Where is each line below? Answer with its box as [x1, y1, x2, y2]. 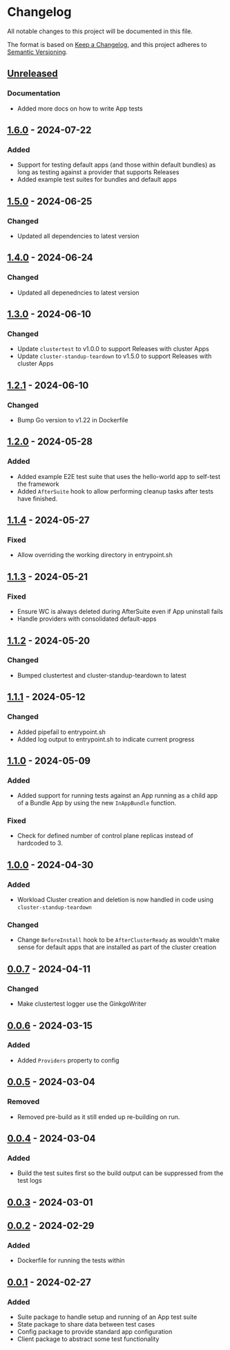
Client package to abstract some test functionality [17, 1335, 160, 1343]
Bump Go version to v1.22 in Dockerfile [17, 416, 128, 424]
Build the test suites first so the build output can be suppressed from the [17, 1169, 224, 1177]
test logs [17, 1176, 43, 1185]
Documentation [7, 88, 61, 98]
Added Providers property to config [17, 1056, 119, 1065]
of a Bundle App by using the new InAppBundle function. [17, 799, 177, 807]
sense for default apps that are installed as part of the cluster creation [17, 943, 216, 951]
